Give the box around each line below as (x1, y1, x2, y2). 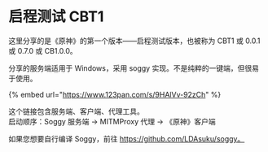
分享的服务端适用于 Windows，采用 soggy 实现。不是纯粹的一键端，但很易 (8, 63, 259, 73)
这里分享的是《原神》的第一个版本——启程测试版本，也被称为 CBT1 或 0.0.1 (8, 36, 261, 46)
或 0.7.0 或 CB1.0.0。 (8, 46, 77, 55)
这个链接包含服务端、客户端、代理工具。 (8, 106, 144, 116)
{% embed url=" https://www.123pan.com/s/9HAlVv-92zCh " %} (8, 89, 222, 99)
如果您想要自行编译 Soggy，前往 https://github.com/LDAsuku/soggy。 (8, 133, 245, 143)
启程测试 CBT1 (8, 7, 104, 26)
